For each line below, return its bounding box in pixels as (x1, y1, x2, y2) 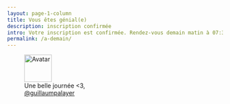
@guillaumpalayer (24, 89, 75, 97)
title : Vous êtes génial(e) (7, 16, 88, 23)
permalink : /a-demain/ (7, 36, 72, 42)
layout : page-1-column (7, 10, 72, 17)
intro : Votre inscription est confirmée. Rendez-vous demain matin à (7, 29, 210, 36)
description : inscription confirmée (7, 23, 112, 29)
